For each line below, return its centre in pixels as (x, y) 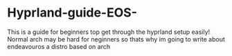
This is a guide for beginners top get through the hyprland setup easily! (109, 32)
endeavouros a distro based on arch (59, 46)
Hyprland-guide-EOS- (72, 13)
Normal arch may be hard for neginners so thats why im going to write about (116, 39)
